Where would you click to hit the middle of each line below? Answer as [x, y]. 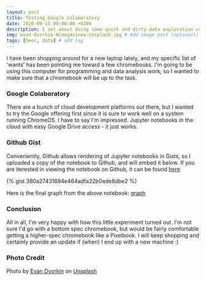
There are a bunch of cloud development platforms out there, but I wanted [100, 107]
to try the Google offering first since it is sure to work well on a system [95, 114]
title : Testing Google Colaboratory [53, 18]
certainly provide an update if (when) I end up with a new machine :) [93, 242]
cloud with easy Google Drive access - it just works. [72, 127]
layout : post [23, 12]
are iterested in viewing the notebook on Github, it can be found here [93, 169]
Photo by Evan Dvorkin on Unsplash [51, 271]
